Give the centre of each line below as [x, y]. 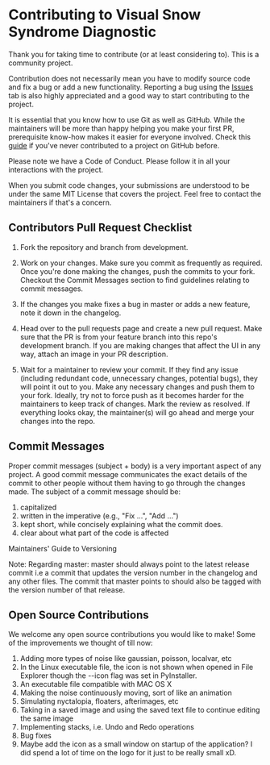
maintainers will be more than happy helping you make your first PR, [122, 128]
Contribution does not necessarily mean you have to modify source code [129, 78]
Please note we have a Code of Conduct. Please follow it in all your [120, 161]
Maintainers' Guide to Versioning [62, 548]
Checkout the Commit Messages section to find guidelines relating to [135, 280]
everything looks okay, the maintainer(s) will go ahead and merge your [137, 412]
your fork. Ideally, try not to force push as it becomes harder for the [132, 395]
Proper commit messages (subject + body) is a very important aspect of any [135, 466]
